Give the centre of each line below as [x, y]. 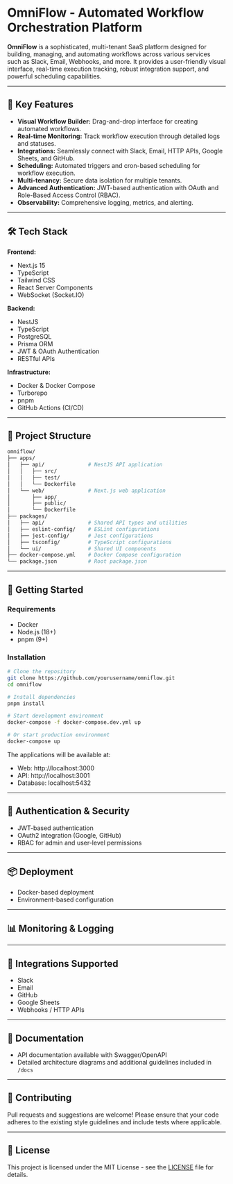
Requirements [32, 609]
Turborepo [32, 393]
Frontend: [22, 252]
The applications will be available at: [59, 754]
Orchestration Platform [75, 27]
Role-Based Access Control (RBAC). [69, 195]
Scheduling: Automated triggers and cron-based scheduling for [109, 165]
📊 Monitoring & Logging [61, 929]
